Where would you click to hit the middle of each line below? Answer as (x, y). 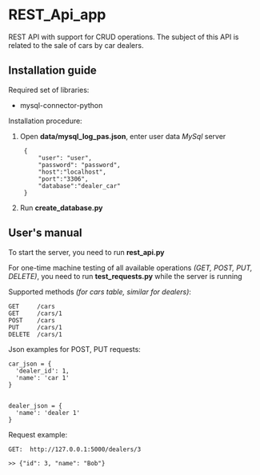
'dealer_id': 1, (42, 371)
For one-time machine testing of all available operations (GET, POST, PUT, (130, 267)
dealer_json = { (35, 405)
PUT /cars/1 (35, 327)
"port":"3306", (63, 179)
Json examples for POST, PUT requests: (75, 349)
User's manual (45, 233)
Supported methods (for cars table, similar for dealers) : (100, 291)
